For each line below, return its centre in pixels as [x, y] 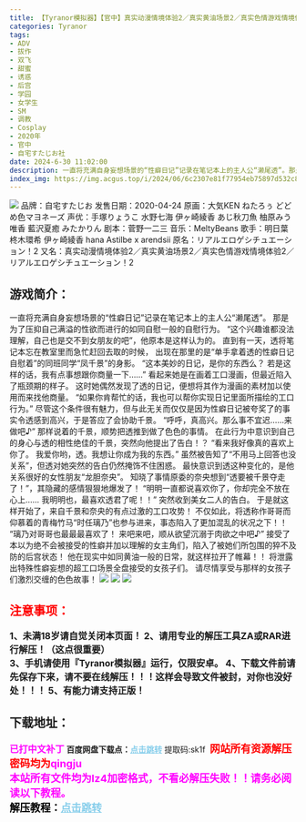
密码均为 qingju [46, 763]
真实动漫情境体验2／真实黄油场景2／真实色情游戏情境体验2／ [179, 251]
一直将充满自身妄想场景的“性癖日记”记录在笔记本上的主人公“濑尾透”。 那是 [149, 318]
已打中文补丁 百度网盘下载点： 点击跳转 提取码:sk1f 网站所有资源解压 [151, 749]
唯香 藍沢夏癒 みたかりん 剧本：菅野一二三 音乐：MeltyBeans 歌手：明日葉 [149, 228]
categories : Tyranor [49, 26]
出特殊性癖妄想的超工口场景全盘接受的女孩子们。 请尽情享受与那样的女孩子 [150, 568]
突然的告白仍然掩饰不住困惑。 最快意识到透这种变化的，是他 [182, 466]
